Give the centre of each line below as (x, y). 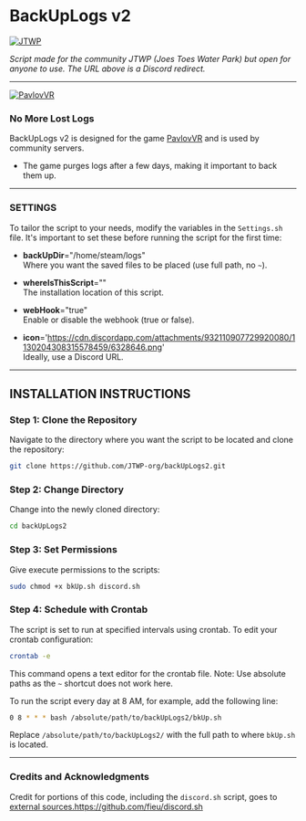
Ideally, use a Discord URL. (73, 356)
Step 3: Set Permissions (64, 550)
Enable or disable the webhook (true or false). (108, 320)
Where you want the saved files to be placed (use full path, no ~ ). (145, 265)
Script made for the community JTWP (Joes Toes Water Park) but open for (150, 58)
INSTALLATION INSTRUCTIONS (100, 394)
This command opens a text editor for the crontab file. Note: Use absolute (148, 673)
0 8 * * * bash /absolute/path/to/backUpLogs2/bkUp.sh (116, 718)
